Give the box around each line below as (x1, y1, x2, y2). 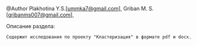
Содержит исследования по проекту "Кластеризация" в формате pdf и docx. (6, 34, 192, 40)
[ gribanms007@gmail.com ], (6, 11, 74, 18)
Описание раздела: (6, 23, 55, 29)
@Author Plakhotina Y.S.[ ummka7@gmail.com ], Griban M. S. (6, 5, 154, 12)
